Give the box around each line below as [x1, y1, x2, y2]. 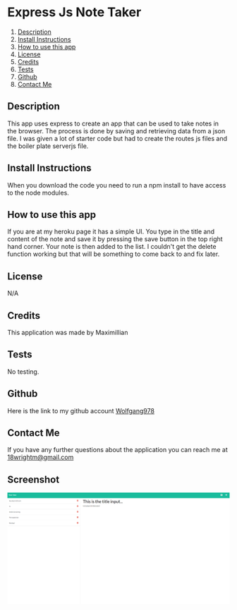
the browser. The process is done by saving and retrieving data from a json [7, 126, 226, 135]
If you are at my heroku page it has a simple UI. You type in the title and [7, 227, 215, 236]
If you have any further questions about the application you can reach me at [7, 446, 228, 454]
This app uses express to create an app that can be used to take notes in [7, 119, 219, 128]
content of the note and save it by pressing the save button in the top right [7, 235, 224, 243]
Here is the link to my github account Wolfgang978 [7, 406, 155, 415]
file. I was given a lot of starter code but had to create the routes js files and [7, 134, 228, 142]
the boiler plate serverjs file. [7, 142, 89, 150]
